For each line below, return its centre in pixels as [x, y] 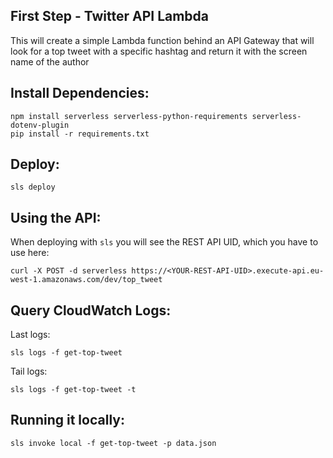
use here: [30, 253]
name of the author [50, 61]
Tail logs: [29, 371]
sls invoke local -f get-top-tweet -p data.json [113, 443]
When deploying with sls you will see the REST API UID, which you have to [164, 242]
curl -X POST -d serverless [69, 271]
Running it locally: [67, 420]
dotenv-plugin [40, 125]
